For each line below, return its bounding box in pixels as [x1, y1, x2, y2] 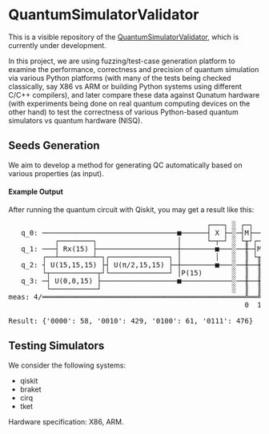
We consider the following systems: [8, 360, 126, 370]
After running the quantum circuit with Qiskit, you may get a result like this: [8, 204, 255, 214]
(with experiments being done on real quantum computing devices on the [8, 98, 251, 108]
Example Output [8, 187, 64, 197]
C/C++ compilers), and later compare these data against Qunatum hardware [8, 90, 260, 99]
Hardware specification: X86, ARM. [8, 416, 124, 426]
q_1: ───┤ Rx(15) [21, 244, 90, 253]
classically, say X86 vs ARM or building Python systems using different [8, 82, 243, 91]
